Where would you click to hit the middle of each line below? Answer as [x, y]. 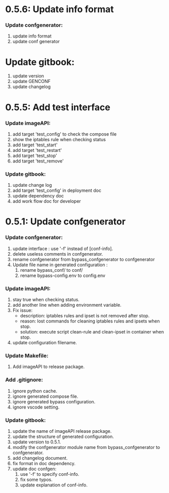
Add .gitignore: [24, 380]
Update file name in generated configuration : [60, 265]
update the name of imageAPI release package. [62, 431]
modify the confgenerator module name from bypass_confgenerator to [86, 447]
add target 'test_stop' [35, 155]
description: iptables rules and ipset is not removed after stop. [85, 315]
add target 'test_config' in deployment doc [57, 190]
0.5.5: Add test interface [58, 107]
